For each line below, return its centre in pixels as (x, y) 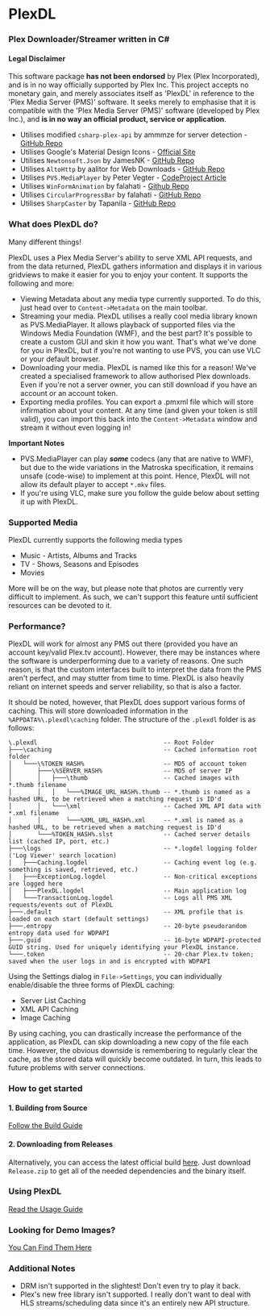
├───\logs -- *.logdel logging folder (133, 849)
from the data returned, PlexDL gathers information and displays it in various (135, 266)
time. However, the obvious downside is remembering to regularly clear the (133, 1051)
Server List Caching (53, 1001)
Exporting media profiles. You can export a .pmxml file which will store (137, 402)
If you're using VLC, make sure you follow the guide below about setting (139, 493)
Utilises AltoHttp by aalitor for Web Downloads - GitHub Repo (123, 169)
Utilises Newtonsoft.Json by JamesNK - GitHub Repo (107, 160)
